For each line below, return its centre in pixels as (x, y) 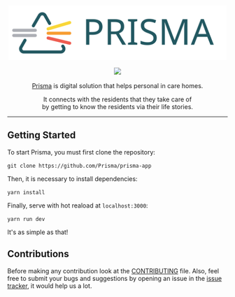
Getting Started (42, 135)
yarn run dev (26, 219)
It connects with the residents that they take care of (117, 99)
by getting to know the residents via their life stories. (117, 107)
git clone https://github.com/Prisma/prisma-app (79, 166)
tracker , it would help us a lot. (50, 286)
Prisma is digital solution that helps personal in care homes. (117, 86)
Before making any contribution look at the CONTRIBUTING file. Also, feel (113, 270)
